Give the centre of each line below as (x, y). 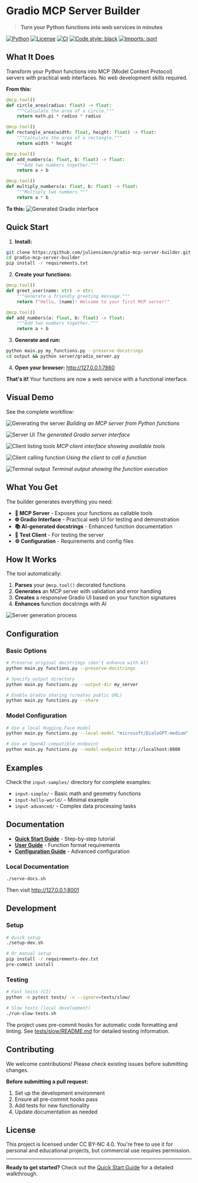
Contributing (30, 1049)
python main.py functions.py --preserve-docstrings (71, 668)
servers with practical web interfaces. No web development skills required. (97, 77)
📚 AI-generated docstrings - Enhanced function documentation (93, 526)
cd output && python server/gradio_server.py (63, 357)
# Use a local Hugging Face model (49, 728)
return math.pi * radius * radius (59, 116)
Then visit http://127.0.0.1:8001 (43, 890)
